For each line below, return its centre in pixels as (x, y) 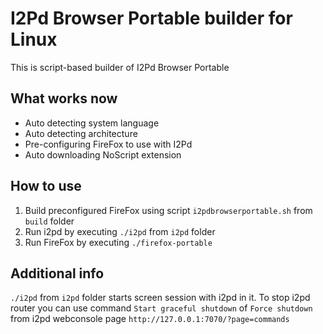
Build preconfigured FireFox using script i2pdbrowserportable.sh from (168, 210)
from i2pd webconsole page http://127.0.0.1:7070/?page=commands (150, 319)
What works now (64, 98)
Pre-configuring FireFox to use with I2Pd (108, 144)
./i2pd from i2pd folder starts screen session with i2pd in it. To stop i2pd (160, 298)
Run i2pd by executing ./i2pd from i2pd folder (120, 231)
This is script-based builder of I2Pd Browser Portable (120, 67)
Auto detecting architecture (81, 133)
